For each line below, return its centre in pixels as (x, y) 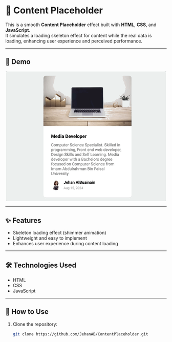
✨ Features (23, 220)
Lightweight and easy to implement (50, 238)
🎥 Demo (18, 62)
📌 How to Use (27, 312)
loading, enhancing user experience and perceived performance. (74, 41)
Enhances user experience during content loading (66, 244)
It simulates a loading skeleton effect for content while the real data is (79, 35)
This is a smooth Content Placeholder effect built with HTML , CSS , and (81, 25)
